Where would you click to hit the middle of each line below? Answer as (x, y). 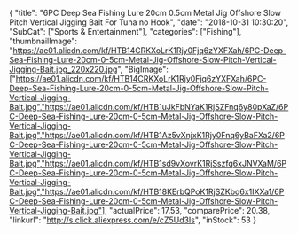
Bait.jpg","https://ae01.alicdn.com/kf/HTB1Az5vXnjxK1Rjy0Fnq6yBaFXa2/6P (147, 135)
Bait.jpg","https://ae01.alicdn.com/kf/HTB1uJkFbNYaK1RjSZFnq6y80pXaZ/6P (149, 107)
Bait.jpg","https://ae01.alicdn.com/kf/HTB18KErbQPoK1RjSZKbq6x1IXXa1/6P (147, 191)
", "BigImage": (142, 69)
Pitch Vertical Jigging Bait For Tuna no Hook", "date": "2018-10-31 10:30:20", (149, 22)
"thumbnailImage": (43, 41)
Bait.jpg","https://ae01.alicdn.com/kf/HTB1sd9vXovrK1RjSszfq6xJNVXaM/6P (148, 164)
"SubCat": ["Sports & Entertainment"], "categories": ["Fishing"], (125, 31)
